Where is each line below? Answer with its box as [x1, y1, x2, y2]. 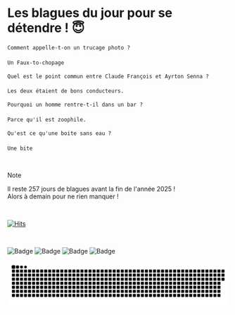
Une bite [7, 145, 33, 152]
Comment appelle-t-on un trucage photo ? [7, 44, 131, 51]
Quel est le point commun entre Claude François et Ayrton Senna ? [7, 73, 210, 80]
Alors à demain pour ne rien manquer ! [7, 192, 119, 201]
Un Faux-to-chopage [7, 59, 65, 66]
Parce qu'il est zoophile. [7, 116, 87, 123]
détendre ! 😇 [7, 20, 85, 36]
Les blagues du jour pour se [7, 5, 173, 21]
